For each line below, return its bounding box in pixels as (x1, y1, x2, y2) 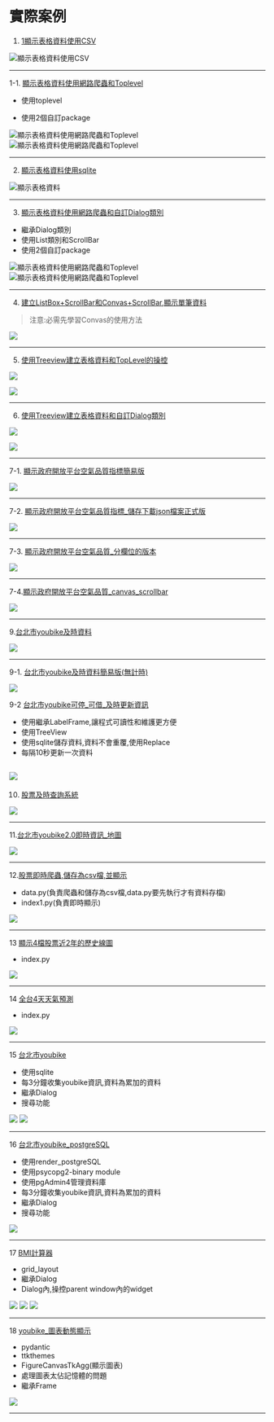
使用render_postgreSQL (20, 1156, 102, 1166)
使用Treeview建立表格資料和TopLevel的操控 (20, 355, 168, 365)
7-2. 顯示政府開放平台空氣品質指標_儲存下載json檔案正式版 (9, 506, 207, 516)
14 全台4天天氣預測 (9, 994, 74, 1003)
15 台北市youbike (9, 1050, 67, 1060)
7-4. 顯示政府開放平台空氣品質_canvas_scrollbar (9, 586, 169, 596)
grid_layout (20, 1264, 59, 1274)
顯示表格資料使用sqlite (20, 165, 97, 175)
